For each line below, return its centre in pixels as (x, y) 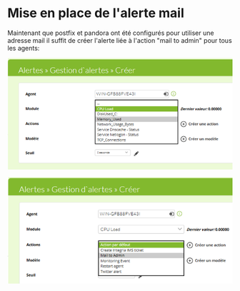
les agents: (24, 48)
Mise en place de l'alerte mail (96, 13)
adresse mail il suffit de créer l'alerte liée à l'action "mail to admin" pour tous (120, 40)
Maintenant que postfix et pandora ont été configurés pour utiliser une (111, 33)
